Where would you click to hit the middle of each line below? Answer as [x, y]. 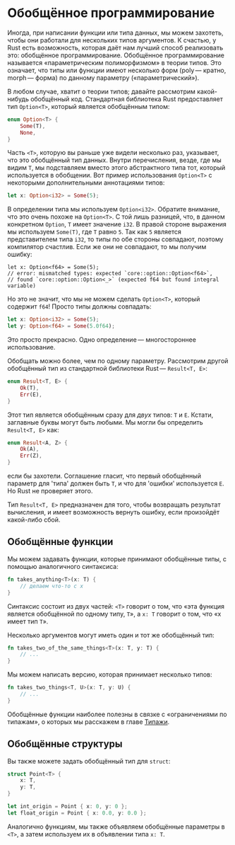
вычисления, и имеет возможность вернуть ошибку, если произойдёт [114, 512]
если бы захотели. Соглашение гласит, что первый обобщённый [104, 476]
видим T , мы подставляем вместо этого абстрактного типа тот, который [116, 168]
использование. [31, 347]
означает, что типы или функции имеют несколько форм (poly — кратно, [117, 70]
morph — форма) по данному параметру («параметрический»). [103, 77]
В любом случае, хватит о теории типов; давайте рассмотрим [102, 91]
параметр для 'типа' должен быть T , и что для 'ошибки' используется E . [116, 483]
